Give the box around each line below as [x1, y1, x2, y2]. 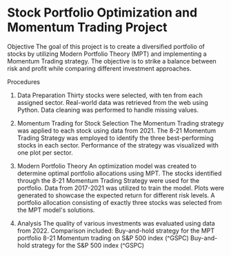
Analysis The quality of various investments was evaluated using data [17, 219, 215, 227]
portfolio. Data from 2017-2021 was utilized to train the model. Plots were [17, 184, 225, 192]
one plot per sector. [17, 148, 74, 157]
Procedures [7, 77, 40, 86]
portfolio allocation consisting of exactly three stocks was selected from [17, 198, 222, 206]
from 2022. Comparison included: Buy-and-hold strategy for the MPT [17, 226, 215, 235]
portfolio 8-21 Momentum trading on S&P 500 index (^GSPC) [17, 233, 190, 242]
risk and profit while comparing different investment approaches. [7, 64, 192, 72]
